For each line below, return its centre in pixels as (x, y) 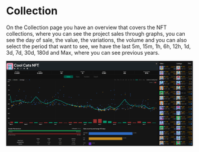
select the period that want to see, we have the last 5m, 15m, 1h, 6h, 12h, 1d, (99, 46)
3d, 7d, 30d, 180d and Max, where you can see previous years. (83, 52)
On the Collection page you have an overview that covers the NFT (86, 27)
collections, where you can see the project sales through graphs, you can (96, 33)
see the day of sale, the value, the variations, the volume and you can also (97, 40)
